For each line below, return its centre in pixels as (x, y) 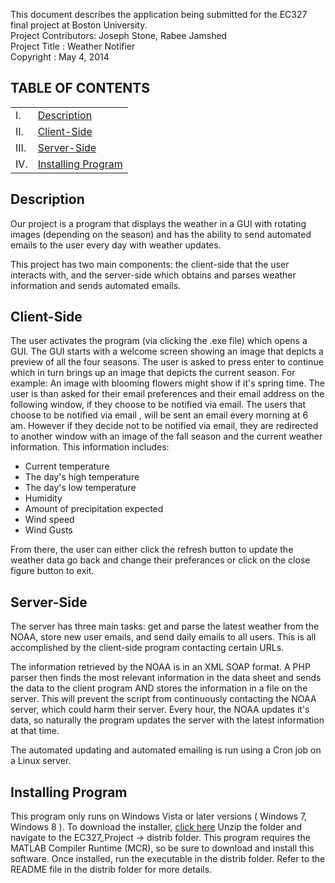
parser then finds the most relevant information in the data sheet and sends (166, 678)
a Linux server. (41, 761)
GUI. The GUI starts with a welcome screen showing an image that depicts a (167, 351)
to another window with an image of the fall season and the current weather (166, 436)
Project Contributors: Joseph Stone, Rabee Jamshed (119, 35)
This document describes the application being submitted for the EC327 (159, 14)
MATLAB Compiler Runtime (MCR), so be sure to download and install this (162, 848)
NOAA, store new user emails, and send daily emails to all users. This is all (163, 637)
